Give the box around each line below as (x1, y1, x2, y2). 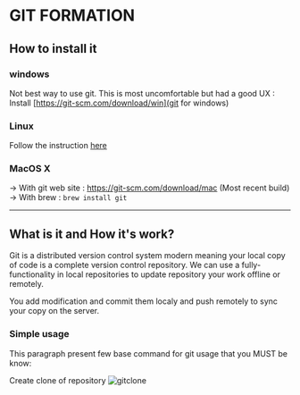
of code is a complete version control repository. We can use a (9, 260, 240, 271)
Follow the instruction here (9, 140, 107, 151)
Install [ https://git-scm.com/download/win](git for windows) (9, 97, 229, 108)
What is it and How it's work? (9, 226, 175, 241)
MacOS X (9, 163, 51, 175)
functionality (9, 269, 55, 280)
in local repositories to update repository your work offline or (56, 269, 281, 280)
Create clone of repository (9, 374, 106, 385)
